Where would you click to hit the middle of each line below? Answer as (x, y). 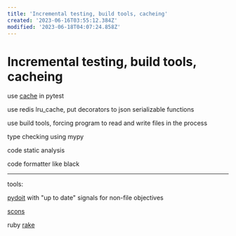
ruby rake (21, 225)
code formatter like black (43, 164)
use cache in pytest (36, 96)
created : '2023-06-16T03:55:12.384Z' (63, 20)
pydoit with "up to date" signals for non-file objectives (85, 198)
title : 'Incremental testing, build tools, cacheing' (88, 14)
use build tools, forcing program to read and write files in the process (107, 123)
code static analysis (36, 150)
